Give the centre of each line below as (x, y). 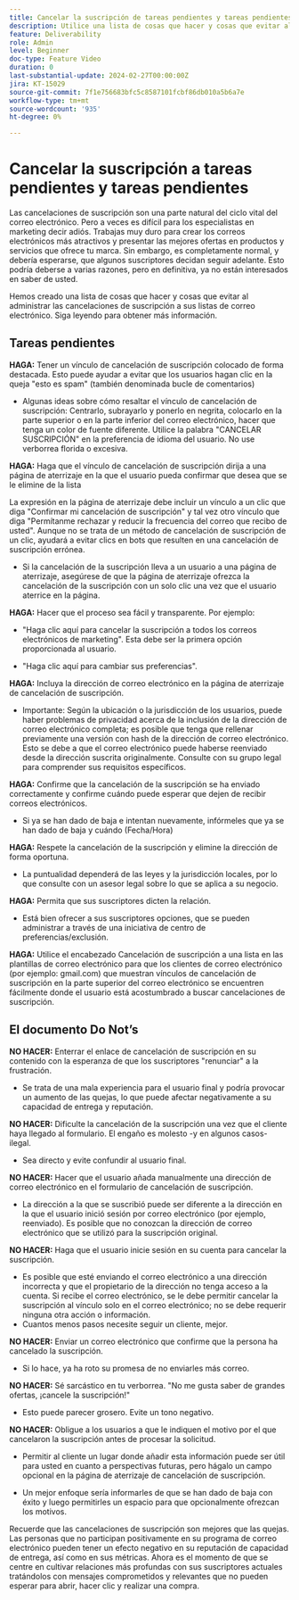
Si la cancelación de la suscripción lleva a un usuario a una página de (149, 567)
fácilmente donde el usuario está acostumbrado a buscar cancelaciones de (147, 992)
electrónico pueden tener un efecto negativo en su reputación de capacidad (149, 1547)
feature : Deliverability (55, 34)
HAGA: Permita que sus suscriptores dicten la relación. (110, 900)
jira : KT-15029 (37, 84)
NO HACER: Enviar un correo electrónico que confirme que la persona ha (144, 1341)
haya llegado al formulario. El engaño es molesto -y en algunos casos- (139, 1133)
